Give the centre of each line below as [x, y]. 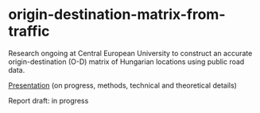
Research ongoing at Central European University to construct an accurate [130, 53]
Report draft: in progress [49, 100]
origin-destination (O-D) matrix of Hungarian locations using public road [126, 62]
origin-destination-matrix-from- [117, 15]
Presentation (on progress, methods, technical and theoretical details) [122, 85]
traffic [29, 31]
